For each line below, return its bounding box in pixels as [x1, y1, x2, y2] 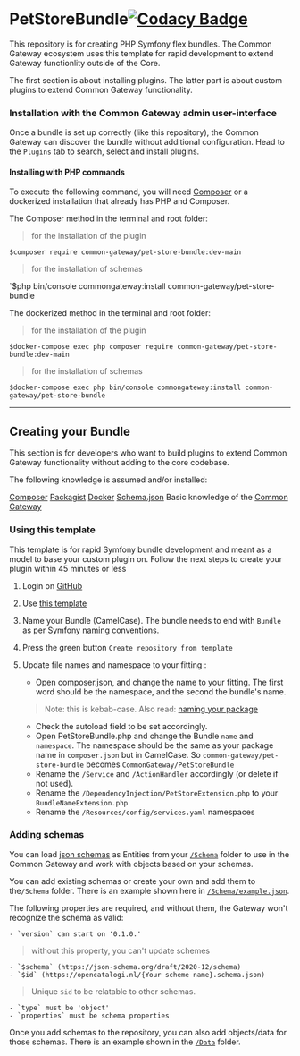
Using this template [9, 524, 96, 536]
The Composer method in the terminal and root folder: [9, 213, 208, 224]
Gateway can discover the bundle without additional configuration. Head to [9, 137, 286, 148]
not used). [35, 778, 74, 788]
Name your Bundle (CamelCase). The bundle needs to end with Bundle [21, 615, 281, 626]
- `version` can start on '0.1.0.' [9, 929, 142, 939]
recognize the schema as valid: [9, 912, 124, 923]
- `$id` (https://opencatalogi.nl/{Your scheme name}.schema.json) [9, 970, 266, 979]
